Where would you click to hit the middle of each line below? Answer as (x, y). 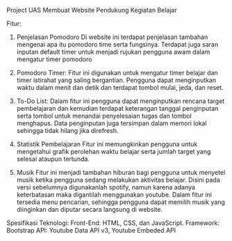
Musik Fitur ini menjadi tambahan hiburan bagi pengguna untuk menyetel (121, 172)
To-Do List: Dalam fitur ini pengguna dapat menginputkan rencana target (121, 101)
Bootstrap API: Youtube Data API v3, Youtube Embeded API (91, 230)
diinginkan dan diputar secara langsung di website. (90, 209)
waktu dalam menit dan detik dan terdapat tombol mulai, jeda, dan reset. (120, 87)
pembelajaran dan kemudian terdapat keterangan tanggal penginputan (117, 108)
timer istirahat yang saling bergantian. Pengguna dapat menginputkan (116, 80)
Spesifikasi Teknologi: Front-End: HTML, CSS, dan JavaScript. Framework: (113, 223)
